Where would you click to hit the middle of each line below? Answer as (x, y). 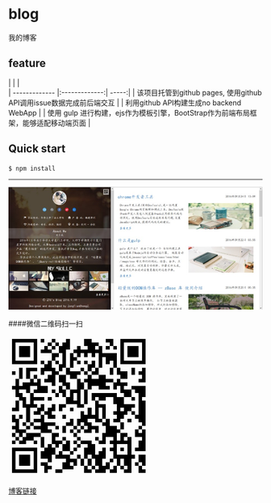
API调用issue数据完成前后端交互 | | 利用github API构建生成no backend (125, 103)
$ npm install (32, 168)
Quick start (37, 149)
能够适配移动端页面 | (56, 123)
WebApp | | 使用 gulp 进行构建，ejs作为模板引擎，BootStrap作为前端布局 (129, 112)
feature (27, 63)
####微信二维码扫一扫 (46, 323)
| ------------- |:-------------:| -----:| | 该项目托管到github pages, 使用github (135, 92)
